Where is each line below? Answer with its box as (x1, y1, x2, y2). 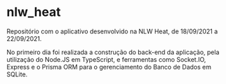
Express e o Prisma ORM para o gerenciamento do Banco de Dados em (6, 62, 212, 71)
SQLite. (6, 70, 28, 78)
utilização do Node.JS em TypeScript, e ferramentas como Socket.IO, (6, 55, 206, 63)
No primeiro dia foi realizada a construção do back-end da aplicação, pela (6, 48, 220, 56)
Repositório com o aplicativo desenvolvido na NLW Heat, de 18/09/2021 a (6, 27, 218, 35)
